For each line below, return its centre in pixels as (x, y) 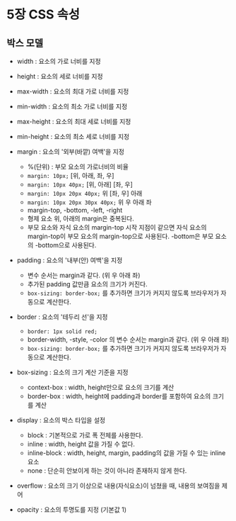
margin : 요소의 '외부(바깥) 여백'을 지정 (71, 152)
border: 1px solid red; (63, 332)
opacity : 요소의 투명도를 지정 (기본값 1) (71, 510)
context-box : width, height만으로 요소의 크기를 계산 (101, 387)
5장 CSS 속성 (43, 15)
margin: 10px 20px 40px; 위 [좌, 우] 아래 (85, 193)
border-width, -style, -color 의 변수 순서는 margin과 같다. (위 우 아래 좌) (128, 340)
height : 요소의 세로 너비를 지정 (60, 76)
